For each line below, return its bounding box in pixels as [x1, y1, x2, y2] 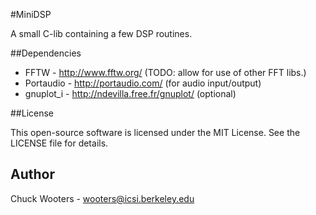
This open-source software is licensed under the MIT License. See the [10, 127, 301, 138]
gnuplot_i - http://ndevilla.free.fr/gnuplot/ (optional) [24, 88, 237, 99]
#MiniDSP [10, 9, 52, 20]
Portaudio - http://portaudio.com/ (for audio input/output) [24, 77, 262, 89]
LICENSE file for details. [10, 137, 109, 149]
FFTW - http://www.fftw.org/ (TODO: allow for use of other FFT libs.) [24, 67, 307, 78]
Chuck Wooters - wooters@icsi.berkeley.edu [10, 192, 195, 204]
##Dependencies [10, 47, 82, 59]
